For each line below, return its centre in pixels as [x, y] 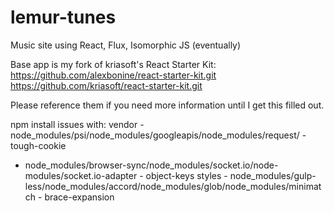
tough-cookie [38, 145]
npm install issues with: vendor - [77, 124]
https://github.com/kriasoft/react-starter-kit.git [106, 85]
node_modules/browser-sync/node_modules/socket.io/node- [151, 165]
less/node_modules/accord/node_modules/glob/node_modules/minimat [173, 186]
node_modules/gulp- [273, 175]
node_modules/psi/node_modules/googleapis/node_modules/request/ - [158, 135]
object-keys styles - [186, 175]
